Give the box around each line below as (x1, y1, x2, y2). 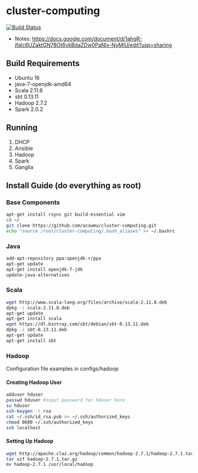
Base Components (6, 198, 60, 206)
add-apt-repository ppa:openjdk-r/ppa (6, 256, 101, 262)
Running (6, 123, 38, 133)
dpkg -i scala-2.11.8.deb (6, 305, 70, 311)
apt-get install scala (6, 316, 62, 322)
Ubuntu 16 (14, 74, 40, 81)
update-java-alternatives (6, 272, 70, 278)
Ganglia (14, 164, 34, 171)
